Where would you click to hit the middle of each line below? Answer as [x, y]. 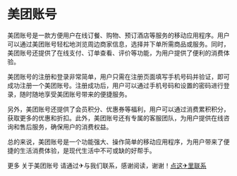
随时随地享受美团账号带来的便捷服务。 [75, 94]
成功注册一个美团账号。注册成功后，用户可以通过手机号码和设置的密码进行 [115, 85]
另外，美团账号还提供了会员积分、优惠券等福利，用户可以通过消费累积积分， [119, 109]
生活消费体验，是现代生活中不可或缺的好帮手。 [87, 150]
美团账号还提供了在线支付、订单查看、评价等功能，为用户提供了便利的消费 [115, 53]
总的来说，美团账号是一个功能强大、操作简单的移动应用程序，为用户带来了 [115, 142]
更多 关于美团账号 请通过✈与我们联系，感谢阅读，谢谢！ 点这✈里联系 [107, 165]
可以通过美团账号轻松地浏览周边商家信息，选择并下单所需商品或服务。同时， [119, 44]
